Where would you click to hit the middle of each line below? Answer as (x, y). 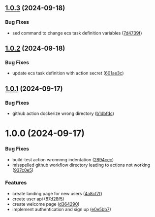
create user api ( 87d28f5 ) (38, 199)
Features (16, 183)
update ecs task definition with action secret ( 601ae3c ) (68, 73)
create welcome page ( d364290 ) (46, 204)
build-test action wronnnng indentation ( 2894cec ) (63, 159)
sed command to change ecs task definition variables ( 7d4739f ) (77, 33)
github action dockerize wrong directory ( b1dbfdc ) (63, 113)
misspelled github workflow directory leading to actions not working (81, 165)
